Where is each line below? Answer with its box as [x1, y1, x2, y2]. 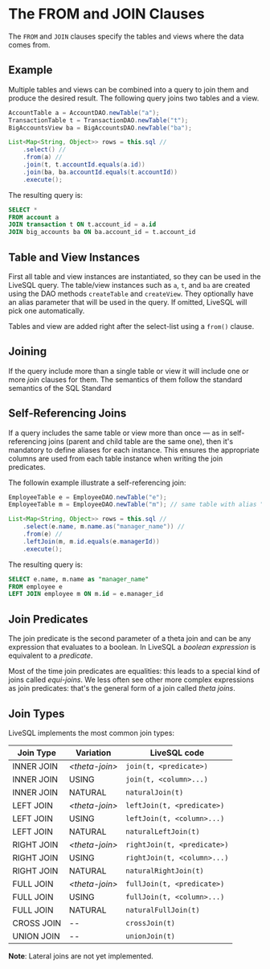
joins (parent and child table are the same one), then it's [47, 436, 234, 446]
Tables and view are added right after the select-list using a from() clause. [8, 321, 255, 331]
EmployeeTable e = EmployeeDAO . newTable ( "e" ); [8, 493, 167, 501]
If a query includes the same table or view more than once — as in [8, 428, 227, 437]
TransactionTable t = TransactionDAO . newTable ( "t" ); [8, 116, 189, 125]
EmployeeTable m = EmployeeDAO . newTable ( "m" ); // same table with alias [8, 500, 257, 509]
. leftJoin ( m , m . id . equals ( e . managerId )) [22, 537, 160, 545]
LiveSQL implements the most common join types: [8, 728, 175, 737]
